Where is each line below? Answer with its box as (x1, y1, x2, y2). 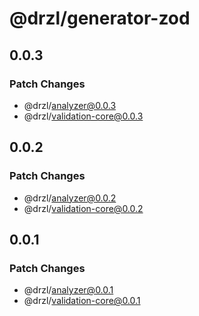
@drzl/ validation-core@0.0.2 (23, 202, 144, 214)
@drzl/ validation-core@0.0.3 (23, 110, 144, 122)
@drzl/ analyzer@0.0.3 (23, 99, 117, 111)
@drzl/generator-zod (9, 7, 191, 30)
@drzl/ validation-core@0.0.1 (23, 295, 141, 307)
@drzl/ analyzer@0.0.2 (23, 192, 117, 204)
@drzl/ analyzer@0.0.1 (23, 284, 114, 296)
